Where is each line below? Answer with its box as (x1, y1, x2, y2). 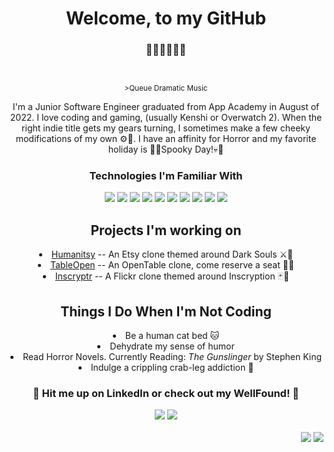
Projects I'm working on (90, 222, 242, 239)
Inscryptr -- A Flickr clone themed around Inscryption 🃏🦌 (54, 270, 290, 282)
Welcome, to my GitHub (65, 7, 267, 30)
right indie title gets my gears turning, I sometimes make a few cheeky (21, 122, 311, 134)
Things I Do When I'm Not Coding (60, 303, 272, 320)
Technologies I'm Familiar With (89, 169, 243, 183)
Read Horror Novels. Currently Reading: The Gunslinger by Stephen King (22, 351, 323, 363)
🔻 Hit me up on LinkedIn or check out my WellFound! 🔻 (32, 386, 300, 400)
